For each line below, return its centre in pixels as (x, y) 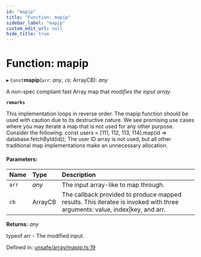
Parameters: (22, 159)
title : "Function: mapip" (38, 17)
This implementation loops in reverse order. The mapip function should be (97, 114)
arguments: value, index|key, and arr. (114, 210)
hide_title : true (28, 34)
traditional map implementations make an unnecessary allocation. (87, 146)
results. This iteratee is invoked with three (120, 202)
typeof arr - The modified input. (45, 236)
